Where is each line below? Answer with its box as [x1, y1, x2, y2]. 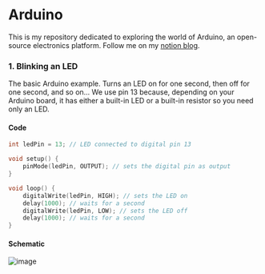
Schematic [8, 239, 46, 248]
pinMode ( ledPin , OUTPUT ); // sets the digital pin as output [22, 163, 231, 171]
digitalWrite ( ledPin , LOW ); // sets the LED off [22, 207, 188, 215]
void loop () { [8, 184, 56, 192]
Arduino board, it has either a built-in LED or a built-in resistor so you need [8, 96, 254, 106]
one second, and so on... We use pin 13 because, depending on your [8, 87, 235, 97]
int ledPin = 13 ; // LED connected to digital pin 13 [8, 140, 192, 149]
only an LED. [8, 104, 50, 114]
